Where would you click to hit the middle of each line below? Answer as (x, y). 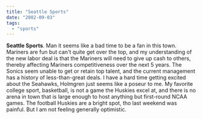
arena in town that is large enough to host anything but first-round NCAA (97, 97)
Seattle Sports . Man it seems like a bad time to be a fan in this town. (91, 46)
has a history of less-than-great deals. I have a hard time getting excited (96, 78)
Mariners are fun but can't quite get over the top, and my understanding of (99, 52)
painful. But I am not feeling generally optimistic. (67, 109)
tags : (13, 23)
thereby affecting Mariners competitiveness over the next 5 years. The (94, 65)
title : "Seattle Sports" (37, 12)
